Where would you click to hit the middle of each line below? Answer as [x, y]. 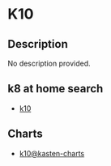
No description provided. [49, 63]
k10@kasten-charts [52, 153]
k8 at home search [55, 89]
